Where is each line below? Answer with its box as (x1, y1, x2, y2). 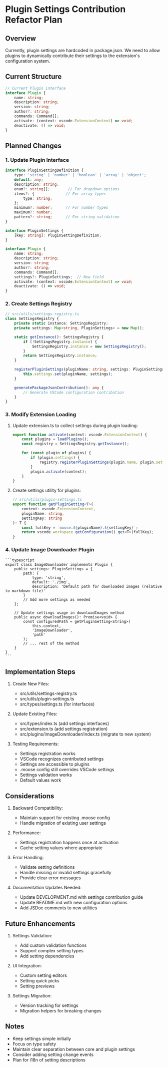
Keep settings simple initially (12, 1035, 71, 1041)
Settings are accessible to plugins (19, 761, 90, 767)
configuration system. (5, 58, 50, 64)
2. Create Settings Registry (5, 300, 72, 307)
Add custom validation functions (19, 942, 87, 948)
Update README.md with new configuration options (19, 900, 127, 906)
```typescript (5, 557, 35, 563)
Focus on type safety (12, 1040, 56, 1047)
